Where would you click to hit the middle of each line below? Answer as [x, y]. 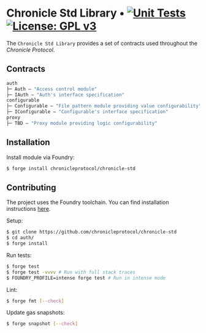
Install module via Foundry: [40, 157]
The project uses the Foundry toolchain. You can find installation [88, 202]
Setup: [15, 221]
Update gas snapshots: [36, 313]
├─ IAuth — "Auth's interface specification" [65, 95]
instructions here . [29, 209]
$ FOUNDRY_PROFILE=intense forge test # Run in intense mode [86, 278]
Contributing [31, 187]
